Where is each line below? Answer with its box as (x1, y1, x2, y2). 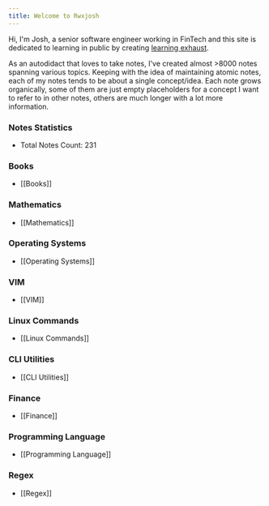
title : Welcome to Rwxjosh (8, 11, 100, 20)
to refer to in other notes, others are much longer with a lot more (8, 92, 224, 102)
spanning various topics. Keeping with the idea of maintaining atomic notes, (8, 66, 262, 77)
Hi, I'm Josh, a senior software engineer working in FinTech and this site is (8, 34, 257, 44)
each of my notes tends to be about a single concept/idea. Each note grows (8, 75, 262, 85)
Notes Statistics (8, 122, 73, 133)
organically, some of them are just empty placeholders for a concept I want (8, 84, 259, 94)
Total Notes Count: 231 (19, 139, 97, 150)
